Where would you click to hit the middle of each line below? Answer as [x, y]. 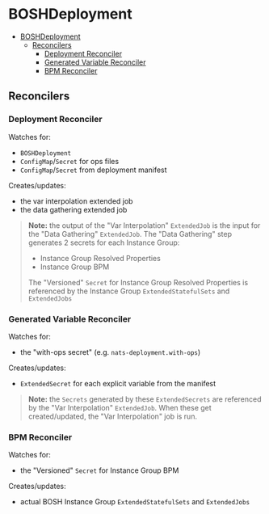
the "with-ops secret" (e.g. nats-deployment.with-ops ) [110, 352]
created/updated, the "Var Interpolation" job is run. [113, 416]
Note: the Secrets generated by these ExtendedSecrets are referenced [145, 399]
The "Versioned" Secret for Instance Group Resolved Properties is [138, 282]
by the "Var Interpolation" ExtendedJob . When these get [120, 407]
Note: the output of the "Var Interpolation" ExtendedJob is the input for [144, 225]
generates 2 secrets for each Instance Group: [104, 242]
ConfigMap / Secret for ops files [69, 161]
